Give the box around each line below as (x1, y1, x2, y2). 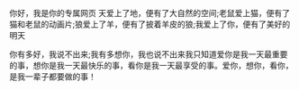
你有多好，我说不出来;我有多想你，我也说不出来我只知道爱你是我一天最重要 (9, 49, 288, 60)
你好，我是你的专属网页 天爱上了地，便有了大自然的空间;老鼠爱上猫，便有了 (9, 8, 291, 18)
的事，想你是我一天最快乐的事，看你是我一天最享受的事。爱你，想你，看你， (9, 61, 294, 70)
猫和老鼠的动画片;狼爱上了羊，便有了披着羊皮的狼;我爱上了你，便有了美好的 (9, 19, 291, 29)
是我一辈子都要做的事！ (9, 71, 96, 82)
